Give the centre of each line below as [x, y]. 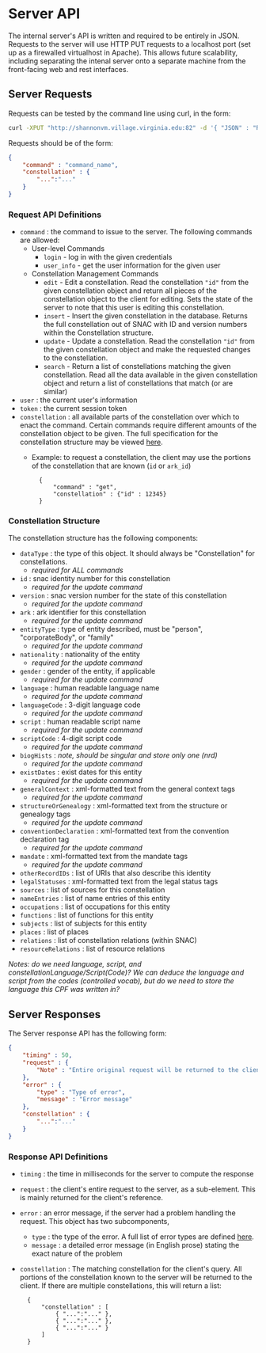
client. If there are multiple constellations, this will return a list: [120, 1285]
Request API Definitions [55, 215]
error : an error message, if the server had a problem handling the [127, 1213]
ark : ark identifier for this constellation [83, 612]
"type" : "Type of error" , [81, 1092]
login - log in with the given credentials [108, 257]
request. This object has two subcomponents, [95, 1221]
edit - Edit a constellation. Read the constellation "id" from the [146, 283]
